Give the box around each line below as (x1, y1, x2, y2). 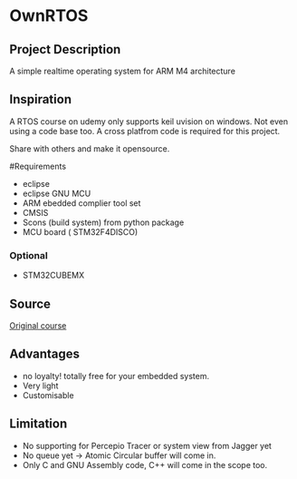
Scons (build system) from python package (22, 217, 185, 228)
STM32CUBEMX (22, 269, 84, 281)
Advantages (9, 347, 80, 362)
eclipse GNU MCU (22, 188, 91, 199)
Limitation (9, 416, 68, 432)
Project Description (9, 42, 121, 57)
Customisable (22, 389, 74, 400)
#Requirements (9, 161, 66, 171)
